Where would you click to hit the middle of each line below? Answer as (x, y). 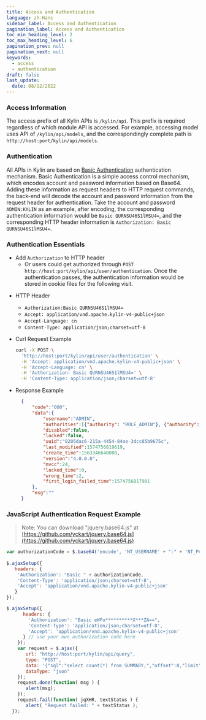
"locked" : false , (63, 436)
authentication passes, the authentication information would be (104, 277)
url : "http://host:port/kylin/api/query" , (81, 654)
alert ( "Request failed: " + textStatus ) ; (82, 705)
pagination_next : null (35, 52)
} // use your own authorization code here (79, 637)
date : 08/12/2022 (34, 86)
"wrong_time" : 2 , (63, 476)
